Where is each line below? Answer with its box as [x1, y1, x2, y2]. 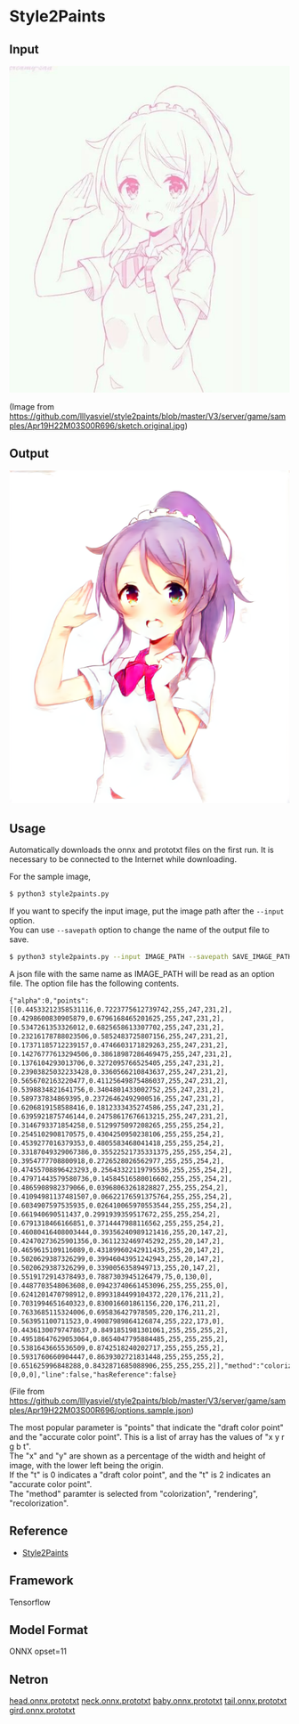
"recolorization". [9, 1498, 69, 1508]
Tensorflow [9, 1597, 51, 1607]
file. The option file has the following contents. [9, 978, 180, 988]
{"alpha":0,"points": [9, 996, 90, 1005]
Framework [9, 1574, 74, 1589]
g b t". [9, 1441, 32, 1452]
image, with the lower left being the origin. [9, 1460, 165, 1470]
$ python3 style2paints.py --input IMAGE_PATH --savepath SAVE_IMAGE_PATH [9, 953, 293, 962]
